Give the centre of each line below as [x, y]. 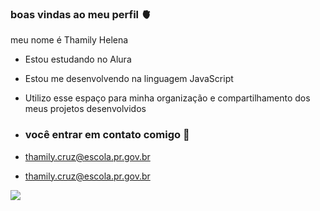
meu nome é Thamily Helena [69, 40]
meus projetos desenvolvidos [85, 109]
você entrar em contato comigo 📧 [107, 135]
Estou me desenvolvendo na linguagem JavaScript [129, 79]
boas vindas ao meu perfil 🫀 [81, 14]
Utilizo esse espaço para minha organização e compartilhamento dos [167, 98]
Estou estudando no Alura [78, 59]
